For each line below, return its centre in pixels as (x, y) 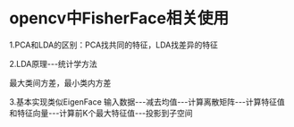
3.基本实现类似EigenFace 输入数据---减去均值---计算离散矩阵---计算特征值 (147, 102)
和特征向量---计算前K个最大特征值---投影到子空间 (101, 113)
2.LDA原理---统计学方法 (54, 63)
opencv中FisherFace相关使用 (119, 18)
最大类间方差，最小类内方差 (60, 82)
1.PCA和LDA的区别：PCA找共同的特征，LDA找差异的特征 (114, 45)
